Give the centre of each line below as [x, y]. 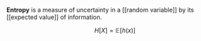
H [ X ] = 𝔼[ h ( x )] [115, 30]
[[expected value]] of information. [54, 17]
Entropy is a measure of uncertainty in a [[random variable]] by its [100, 10]
